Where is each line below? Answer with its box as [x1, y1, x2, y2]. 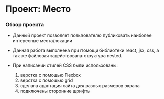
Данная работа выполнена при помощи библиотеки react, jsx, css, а [12, 47, 159, 53]
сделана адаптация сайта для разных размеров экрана [20, 83, 140, 89]
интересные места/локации [12, 38, 73, 44]
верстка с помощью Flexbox [20, 72, 81, 78]
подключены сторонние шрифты [20, 88, 91, 94]
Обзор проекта [5, 21, 44, 28]
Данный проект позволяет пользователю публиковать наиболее [12, 32, 152, 38]
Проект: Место [5, 3, 71, 15]
